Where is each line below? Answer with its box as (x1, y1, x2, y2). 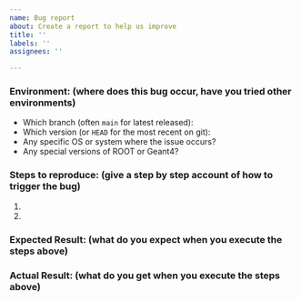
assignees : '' (9, 47, 64, 56)
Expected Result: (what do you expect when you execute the (9, 233, 283, 246)
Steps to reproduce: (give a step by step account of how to (9, 169, 274, 182)
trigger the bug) (9, 180, 81, 193)
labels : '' (9, 38, 51, 48)
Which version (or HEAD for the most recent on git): (22, 126, 211, 137)
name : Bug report (9, 13, 75, 23)
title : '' (9, 30, 47, 39)
